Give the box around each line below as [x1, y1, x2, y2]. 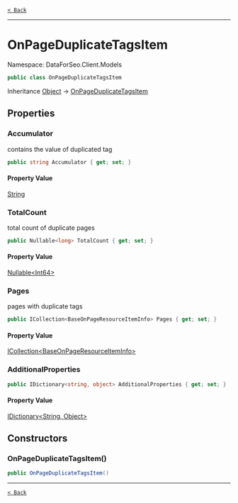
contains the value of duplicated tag [7, 145, 113, 153]
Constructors [7, 433, 68, 445]
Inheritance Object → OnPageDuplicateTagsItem [7, 87, 149, 95]
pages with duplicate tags [7, 302, 83, 311]
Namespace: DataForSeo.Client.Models [7, 60, 123, 69]
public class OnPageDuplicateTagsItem [7, 74, 122, 81]
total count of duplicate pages [7, 223, 96, 232]
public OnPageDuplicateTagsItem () [7, 470, 110, 477]
